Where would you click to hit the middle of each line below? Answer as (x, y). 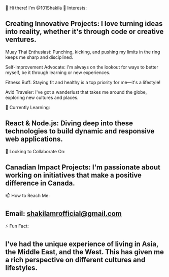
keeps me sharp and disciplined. (39, 57)
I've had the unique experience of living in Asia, (82, 244)
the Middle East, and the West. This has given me (84, 252)
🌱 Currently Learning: (28, 107)
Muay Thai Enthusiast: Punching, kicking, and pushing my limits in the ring (83, 52)
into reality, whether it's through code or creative (84, 32)
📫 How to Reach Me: (27, 196)
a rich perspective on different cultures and (75, 259)
